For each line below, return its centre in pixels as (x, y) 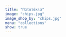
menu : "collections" (26, 23)
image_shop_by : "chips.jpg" (33, 18)
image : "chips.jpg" (25, 14)
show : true (16, 27)
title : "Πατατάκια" (25, 9)
